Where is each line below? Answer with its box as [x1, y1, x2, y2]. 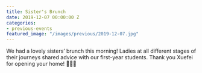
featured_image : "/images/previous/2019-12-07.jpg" [6, 31, 139, 37]
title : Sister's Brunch [6, 8, 66, 15]
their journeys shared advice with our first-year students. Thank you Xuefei [6, 54, 193, 61]
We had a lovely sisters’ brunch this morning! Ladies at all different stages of [6, 47, 197, 54]
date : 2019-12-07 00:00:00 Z [6, 14, 80, 20]
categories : [6, 20, 36, 26]
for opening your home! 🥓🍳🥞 [6, 60, 77, 68]
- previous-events [6, 25, 52, 32]
